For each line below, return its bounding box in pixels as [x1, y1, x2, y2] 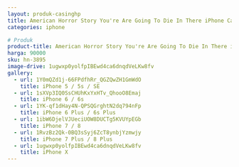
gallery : [7, 69, 33, 77]
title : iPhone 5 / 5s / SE [20, 82, 100, 90]
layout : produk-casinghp [7, 10, 81, 18]
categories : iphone [7, 23, 65, 31]
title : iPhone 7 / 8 [20, 122, 81, 129]
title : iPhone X [20, 149, 69, 156]
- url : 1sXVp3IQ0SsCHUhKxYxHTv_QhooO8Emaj [14, 90, 142, 97]
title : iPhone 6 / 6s [20, 96, 84, 103]
